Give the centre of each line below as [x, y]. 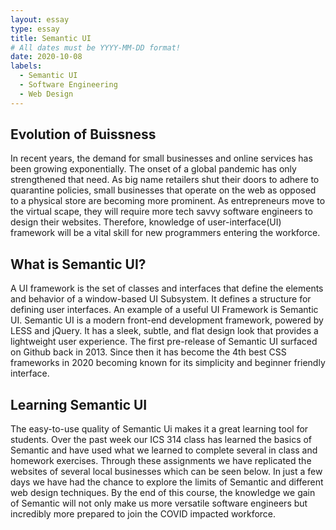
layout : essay [40, 19]
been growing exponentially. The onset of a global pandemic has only [153, 169]
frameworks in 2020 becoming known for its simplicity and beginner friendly [168, 363]
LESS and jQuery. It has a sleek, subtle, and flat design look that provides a [164, 331]
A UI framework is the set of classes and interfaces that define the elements [167, 288]
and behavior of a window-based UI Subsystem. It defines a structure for [161, 299]
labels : [26, 66]
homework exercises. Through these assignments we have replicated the [161, 461]
